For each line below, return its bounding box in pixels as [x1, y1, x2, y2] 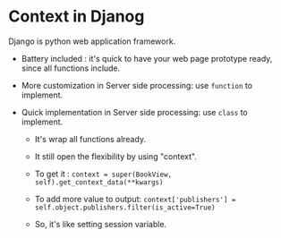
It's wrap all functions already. [34, 133, 147, 144]
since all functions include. [21, 63, 121, 73]
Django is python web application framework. [8, 36, 176, 47]
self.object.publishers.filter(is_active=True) [34, 203, 216, 212]
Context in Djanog [8, 6, 145, 27]
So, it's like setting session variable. [34, 218, 167, 229]
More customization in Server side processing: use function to [21, 80, 252, 90]
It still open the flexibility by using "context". [34, 150, 198, 162]
